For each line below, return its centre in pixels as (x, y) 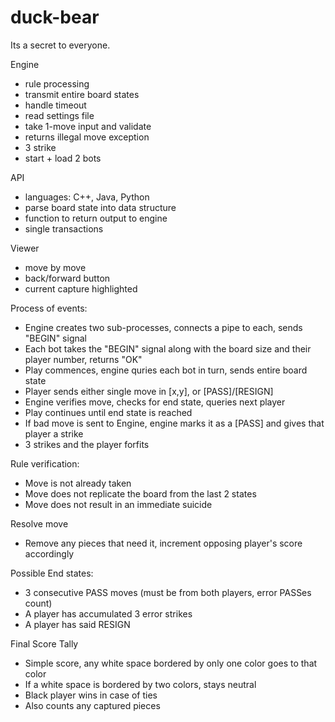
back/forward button (67, 278)
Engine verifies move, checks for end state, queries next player (155, 402)
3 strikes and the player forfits (87, 444)
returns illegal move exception (87, 137)
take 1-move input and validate (88, 126)
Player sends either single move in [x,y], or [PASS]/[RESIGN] (149, 391)
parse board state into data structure (100, 207)
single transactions (64, 228)
